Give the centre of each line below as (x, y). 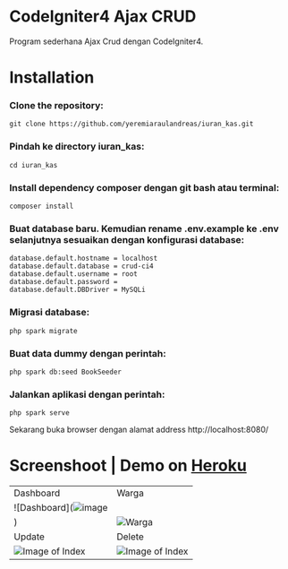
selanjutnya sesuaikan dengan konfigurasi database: (127, 239)
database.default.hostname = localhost (84, 259)
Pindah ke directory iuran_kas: (77, 147)
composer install (42, 207)
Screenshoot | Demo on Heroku (128, 466)
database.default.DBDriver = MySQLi (77, 290)
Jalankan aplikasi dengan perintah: (87, 394)
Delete (130, 537)
